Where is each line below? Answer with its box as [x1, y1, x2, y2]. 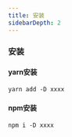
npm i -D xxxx [8, 121, 55, 129]
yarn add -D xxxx [8, 85, 65, 93]
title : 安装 [8, 11, 45, 20]
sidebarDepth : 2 [8, 19, 61, 27]
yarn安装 [8, 68, 38, 77]
